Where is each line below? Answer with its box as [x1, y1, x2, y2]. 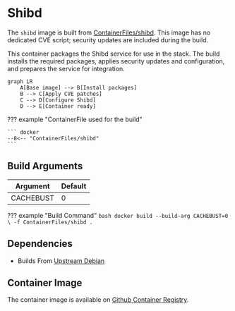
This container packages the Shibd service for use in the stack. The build [7, 49, 220, 58]
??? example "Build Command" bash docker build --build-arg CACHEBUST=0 [7, 211, 229, 219]
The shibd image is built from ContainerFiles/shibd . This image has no [7, 28, 211, 37]
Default [61, 181, 87, 191]
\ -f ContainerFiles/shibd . [7, 219, 93, 226]
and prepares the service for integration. [7, 64, 125, 73]
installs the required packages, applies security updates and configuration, [7, 56, 225, 65]
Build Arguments [7, 160, 83, 172]
